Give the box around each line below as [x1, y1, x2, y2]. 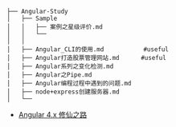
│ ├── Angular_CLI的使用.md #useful [6, 46, 170, 54]
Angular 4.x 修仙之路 [18, 110, 88, 119]
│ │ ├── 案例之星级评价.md [6, 23, 103, 31]
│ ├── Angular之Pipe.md [6, 71, 92, 79]
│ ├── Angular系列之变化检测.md [6, 62, 114, 70]
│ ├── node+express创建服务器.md [6, 88, 121, 96]
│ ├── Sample [6, 14, 58, 22]
